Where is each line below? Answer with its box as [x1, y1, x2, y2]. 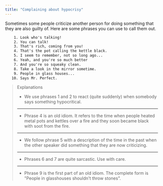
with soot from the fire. [24, 123, 70, 129]
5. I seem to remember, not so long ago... [14, 53, 103, 58]
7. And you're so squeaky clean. [14, 62, 81, 67]
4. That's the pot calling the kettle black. [14, 49, 108, 53]
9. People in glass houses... [14, 71, 75, 76]
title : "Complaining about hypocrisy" [5, 7, 83, 12]
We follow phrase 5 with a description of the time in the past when [24, 137, 157, 143]
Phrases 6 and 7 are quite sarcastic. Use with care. [24, 156, 126, 162]
